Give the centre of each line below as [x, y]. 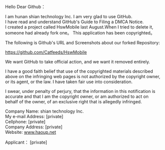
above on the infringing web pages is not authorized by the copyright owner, [83, 76]
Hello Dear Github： [25, 7]
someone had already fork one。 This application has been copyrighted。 [80, 33]
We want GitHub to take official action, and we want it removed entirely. [78, 62]
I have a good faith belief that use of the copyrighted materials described [79, 71]
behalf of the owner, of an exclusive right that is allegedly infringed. [73, 102]
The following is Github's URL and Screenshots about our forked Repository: [82, 43]
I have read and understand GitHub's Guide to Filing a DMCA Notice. [74, 22]
